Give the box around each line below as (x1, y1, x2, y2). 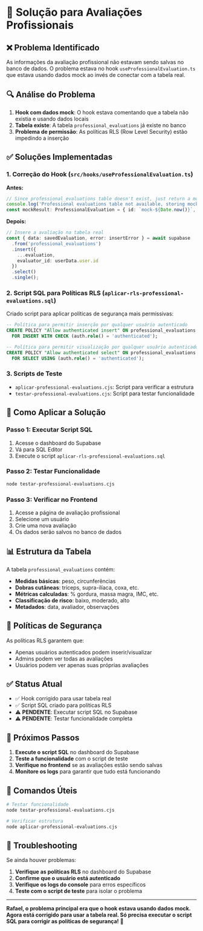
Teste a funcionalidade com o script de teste (14, 755, 128, 762)
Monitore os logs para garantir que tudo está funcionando (14, 768, 161, 775)
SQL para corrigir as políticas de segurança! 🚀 (6, 918, 124, 925)
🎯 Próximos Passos (6, 732, 80, 743)
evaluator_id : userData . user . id (17, 257, 98, 264)
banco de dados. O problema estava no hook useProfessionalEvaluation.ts (6, 65, 196, 72)
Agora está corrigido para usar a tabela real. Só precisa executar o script (6, 911, 192, 919)
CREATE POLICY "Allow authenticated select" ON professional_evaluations (6, 349, 196, 356)
